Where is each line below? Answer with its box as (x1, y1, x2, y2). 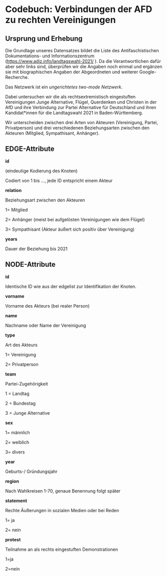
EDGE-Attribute (5, 145, 55, 153)
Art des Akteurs (5, 342, 38, 348)
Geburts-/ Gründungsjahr (5, 468, 58, 474)
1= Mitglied (5, 207, 28, 213)
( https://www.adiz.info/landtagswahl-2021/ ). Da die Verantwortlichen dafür (5, 58, 161, 64)
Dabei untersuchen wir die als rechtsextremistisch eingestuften (5, 94, 136, 100)
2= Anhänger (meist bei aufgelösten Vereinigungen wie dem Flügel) (5, 216, 145, 222)
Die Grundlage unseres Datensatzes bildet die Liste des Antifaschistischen (5, 48, 159, 53)
